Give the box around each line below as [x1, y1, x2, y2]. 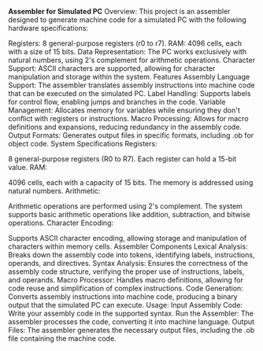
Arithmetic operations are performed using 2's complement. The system [8, 201, 243, 211]
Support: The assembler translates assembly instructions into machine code [8, 80, 255, 90]
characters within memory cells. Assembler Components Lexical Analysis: [8, 242, 248, 251]
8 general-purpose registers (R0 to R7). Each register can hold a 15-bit [8, 154, 237, 164]
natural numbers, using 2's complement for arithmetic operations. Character [8, 55, 256, 65]
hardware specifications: [8, 24, 89, 32]
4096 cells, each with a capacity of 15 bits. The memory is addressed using [8, 178, 254, 187]
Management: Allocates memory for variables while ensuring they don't [8, 105, 240, 115]
